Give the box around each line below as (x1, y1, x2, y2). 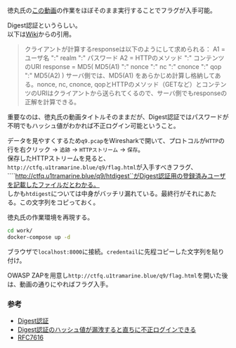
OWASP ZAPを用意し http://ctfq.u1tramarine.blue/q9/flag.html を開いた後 (7, 271, 228, 280)
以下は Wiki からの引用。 (7, 30, 76, 38)
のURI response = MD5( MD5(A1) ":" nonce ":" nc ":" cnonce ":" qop (24, 63, 222, 70)
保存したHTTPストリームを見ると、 (7, 154, 110, 162)
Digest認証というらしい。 (7, 21, 82, 30)
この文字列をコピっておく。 (19, 198, 100, 206)
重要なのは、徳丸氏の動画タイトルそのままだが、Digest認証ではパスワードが (7, 113, 229, 121)
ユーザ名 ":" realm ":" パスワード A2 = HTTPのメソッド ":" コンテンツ (24, 54, 225, 62)
